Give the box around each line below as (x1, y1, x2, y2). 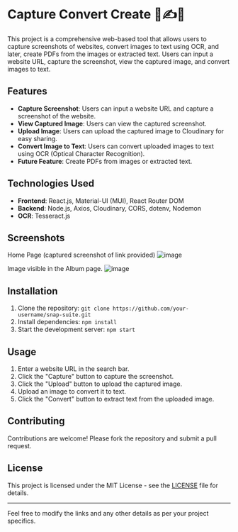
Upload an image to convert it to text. (17, 387, 126, 395)
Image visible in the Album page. (7, 265, 103, 273)
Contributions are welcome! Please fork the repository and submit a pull (7, 434, 217, 443)
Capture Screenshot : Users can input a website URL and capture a (17, 104, 214, 113)
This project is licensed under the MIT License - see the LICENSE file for (7, 481, 218, 489)
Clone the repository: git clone (17, 304, 110, 313)
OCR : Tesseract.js (17, 211, 71, 220)
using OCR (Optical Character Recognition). (17, 149, 145, 157)
